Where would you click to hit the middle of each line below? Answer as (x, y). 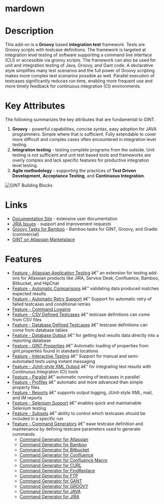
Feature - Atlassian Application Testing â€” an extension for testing (80, 273)
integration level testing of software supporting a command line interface (79, 55)
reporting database (32, 340)
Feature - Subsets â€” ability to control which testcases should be (79, 413)
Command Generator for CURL (50, 465)
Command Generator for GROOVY (54, 486)
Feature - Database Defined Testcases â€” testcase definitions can (80, 325)
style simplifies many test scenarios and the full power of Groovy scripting (80, 71)
